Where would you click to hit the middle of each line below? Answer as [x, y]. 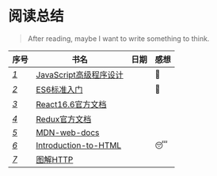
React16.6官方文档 [71, 104]
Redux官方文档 [64, 119]
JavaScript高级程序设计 [80, 74]
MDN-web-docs [68, 133]
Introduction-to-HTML [79, 145]
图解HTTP [55, 159]
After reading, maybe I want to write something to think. [118, 38]
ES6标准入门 [59, 89]
